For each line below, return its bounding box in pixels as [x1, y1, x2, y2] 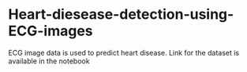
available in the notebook [8, 56, 90, 66]
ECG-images [8, 22, 93, 40]
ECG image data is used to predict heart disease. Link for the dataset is [8, 48, 239, 57]
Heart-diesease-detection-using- [8, 5, 234, 23]
